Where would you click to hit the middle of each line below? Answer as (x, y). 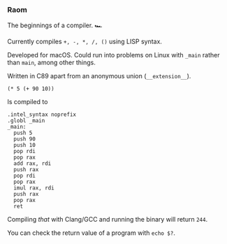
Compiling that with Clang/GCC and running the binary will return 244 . (108, 220)
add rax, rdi (32, 164)
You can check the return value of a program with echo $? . (91, 233)
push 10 (25, 145)
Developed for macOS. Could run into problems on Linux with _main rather (113, 55)
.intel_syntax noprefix (42, 115)
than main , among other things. (52, 63)
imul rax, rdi (34, 188)
